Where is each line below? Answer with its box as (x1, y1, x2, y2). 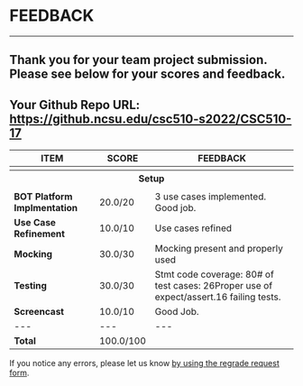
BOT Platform (14, 190, 73, 203)
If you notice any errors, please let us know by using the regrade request (9, 358, 280, 369)
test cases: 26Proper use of (154, 280, 273, 292)
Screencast (14, 306, 65, 318)
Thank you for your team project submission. (9, 52, 268, 68)
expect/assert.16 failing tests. (154, 290, 281, 303)
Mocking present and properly (154, 243, 284, 255)
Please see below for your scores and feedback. (9, 67, 286, 82)
